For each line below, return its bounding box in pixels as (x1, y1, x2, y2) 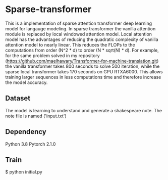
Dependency (5, 127, 46, 136)
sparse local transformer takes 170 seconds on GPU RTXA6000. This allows (5, 68, 163, 74)
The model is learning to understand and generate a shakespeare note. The (5, 107, 162, 113)
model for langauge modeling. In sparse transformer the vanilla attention (5, 25, 156, 31)
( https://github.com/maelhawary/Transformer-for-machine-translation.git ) (5, 58, 159, 64)
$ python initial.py (5, 169, 43, 175)
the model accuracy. (5, 79, 48, 85)
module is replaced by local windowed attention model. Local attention (5, 31, 152, 37)
